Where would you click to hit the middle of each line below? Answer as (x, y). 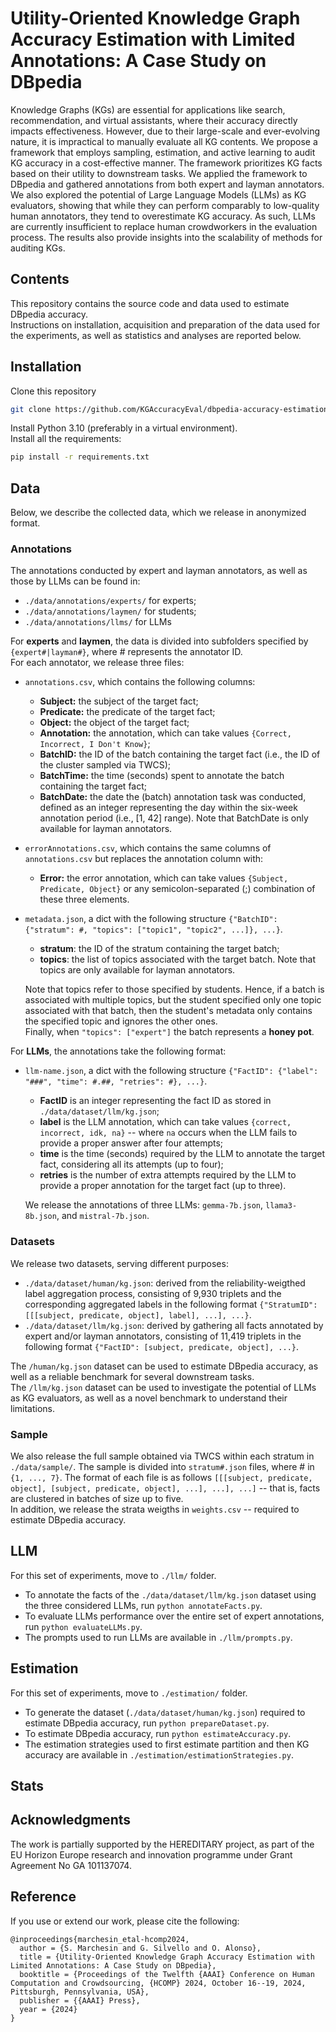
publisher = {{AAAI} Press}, (80, 2000)
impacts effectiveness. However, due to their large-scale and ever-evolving (165, 131)
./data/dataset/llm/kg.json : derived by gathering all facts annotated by (174, 1325)
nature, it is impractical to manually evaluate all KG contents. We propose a (164, 141)
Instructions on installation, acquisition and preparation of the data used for (165, 324)
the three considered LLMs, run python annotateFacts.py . (143, 1605)
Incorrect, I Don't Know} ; (95, 744)
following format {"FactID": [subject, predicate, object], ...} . (162, 1346)
